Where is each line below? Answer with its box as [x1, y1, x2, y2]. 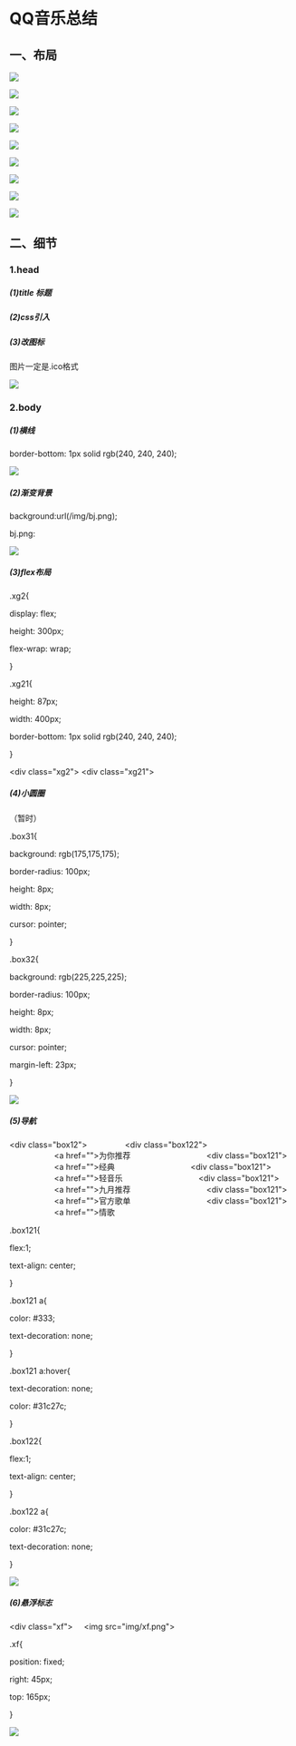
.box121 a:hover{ [9, 1365, 71, 1376]
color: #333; [9, 1312, 56, 1323]
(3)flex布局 [9, 567, 52, 578]
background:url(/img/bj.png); [9, 510, 118, 522]
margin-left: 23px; [9, 1058, 77, 1070]
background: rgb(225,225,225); [9, 971, 128, 982]
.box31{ [9, 831, 38, 842]
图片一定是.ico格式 [9, 361, 79, 372]
